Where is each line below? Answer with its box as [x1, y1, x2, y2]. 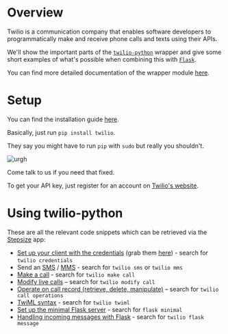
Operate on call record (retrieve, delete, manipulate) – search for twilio [16, 285, 219, 293]
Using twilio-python [7, 205, 123, 221]
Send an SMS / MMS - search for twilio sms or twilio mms [16, 263, 183, 271]
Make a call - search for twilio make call [16, 270, 136, 279]
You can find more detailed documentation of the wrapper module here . [7, 68, 210, 77]
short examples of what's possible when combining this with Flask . [7, 55, 197, 63]
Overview [7, 5, 64, 21]
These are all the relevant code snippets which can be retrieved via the [7, 228, 207, 236]
